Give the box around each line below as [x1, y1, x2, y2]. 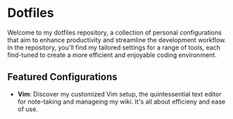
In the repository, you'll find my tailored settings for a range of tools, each [7, 43, 220, 51]
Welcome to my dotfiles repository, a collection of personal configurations [7, 28, 222, 37]
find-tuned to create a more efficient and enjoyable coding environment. [7, 51, 217, 59]
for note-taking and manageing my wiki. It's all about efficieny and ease [17, 97, 226, 106]
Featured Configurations [7, 71, 118, 83]
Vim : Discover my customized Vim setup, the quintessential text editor [17, 89, 222, 98]
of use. [17, 104, 39, 113]
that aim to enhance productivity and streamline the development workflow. [7, 35, 227, 44]
